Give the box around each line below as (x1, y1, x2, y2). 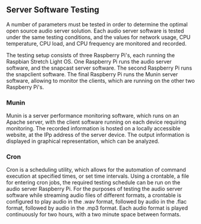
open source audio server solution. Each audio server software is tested (6, 27, 184, 34)
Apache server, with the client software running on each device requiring (6, 118, 187, 126)
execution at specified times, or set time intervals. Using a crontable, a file (6, 172, 190, 180)
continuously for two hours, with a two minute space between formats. (6, 211, 181, 218)
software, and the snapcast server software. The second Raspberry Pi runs (6, 64, 193, 71)
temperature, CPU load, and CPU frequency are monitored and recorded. (6, 40, 187, 47)
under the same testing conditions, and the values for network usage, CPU (6, 33, 191, 41)
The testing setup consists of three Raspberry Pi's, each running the (6, 51, 175, 59)
